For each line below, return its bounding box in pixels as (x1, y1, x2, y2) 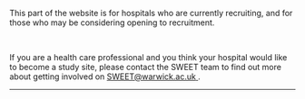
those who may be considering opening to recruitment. (9, 17, 215, 28)
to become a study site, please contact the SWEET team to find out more (9, 62, 281, 72)
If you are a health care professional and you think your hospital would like (9, 52, 288, 62)
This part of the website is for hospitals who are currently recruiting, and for (9, 8, 293, 18)
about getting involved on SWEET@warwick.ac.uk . (9, 71, 202, 82)
